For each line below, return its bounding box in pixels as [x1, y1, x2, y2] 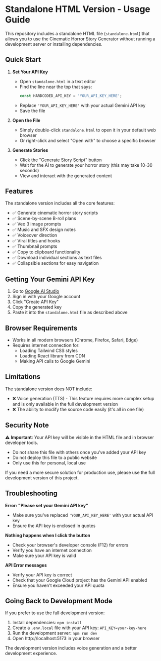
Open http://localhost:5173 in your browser [12, 636, 100, 642]
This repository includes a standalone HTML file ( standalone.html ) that [5, 30, 150, 36]
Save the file [19, 108, 46, 113]
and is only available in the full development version [12, 401, 118, 407]
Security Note [5, 421, 49, 430]
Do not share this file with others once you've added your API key [12, 449, 146, 455]
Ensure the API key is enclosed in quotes [12, 523, 96, 529]
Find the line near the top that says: [19, 84, 92, 90]
